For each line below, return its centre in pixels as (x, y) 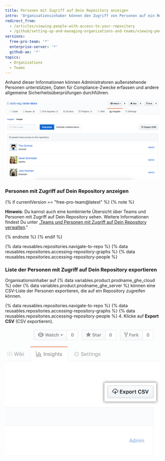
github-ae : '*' (25, 52)
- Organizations (26, 62)
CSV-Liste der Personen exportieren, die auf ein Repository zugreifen (75, 290)
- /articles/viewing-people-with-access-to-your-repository (72, 26)
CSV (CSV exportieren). (29, 321)
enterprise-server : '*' (34, 47)
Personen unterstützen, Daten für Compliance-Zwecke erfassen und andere (82, 88)
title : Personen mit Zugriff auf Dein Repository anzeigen (67, 10)
